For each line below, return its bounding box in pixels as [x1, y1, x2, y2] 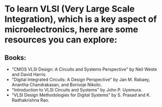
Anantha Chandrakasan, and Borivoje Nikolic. [11, 82, 103, 88]
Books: [4, 53, 26, 61]
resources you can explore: [4, 34, 118, 46]
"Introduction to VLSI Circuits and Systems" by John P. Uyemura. [11, 87, 142, 92]
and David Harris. [11, 72, 47, 77]
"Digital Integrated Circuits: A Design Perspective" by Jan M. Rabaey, [11, 76, 150, 82]
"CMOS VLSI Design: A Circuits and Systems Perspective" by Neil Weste [11, 66, 157, 72]
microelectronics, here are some [4, 24, 138, 35]
